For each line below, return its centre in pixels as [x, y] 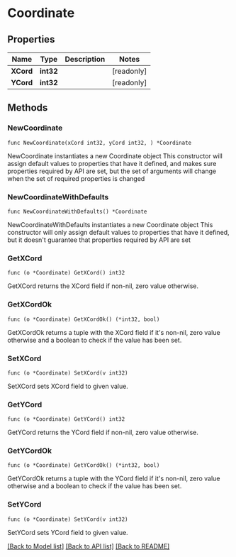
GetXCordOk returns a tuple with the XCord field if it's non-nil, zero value [114, 332]
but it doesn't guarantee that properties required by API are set [99, 240]
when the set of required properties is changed [76, 178]
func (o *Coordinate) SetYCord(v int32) [68, 519]
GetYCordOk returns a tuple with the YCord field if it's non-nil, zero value [114, 479]
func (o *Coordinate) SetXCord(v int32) [68, 373]
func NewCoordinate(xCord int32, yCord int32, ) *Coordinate [100, 143]
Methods [28, 108]
